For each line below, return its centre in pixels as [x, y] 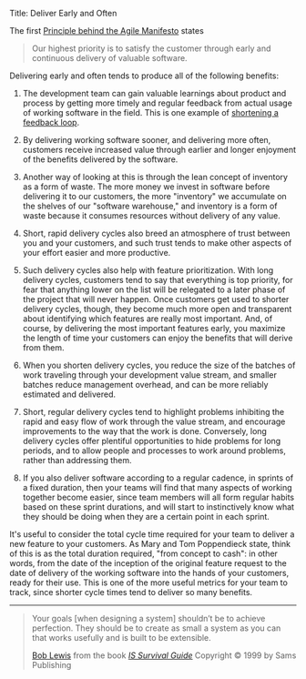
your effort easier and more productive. [97, 253]
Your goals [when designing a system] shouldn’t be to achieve [148, 618]
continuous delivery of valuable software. [110, 58]
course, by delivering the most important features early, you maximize [154, 328]
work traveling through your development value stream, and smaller [150, 375]
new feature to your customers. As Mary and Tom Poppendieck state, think [150, 544]
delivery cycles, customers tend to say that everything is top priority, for [158, 280]
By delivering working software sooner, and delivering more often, [147, 140]
